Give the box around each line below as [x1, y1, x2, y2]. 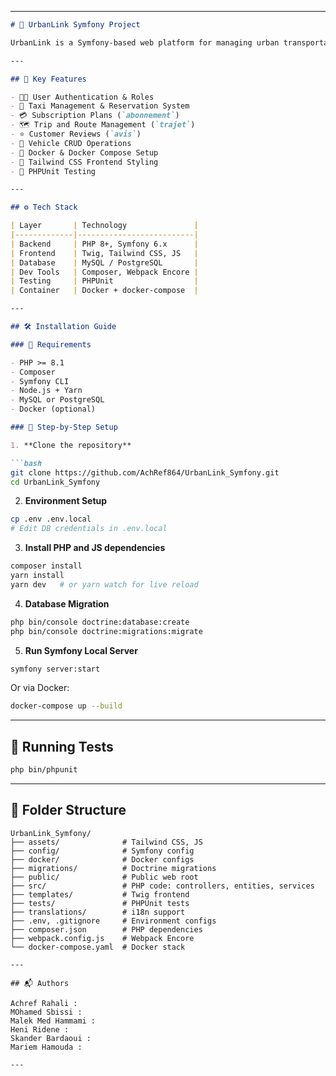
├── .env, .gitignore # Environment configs [10, 916, 217, 926]
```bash [10, 458, 43, 468]
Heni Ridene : [10, 1024, 70, 1035]
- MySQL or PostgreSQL [10, 395, 105, 405]
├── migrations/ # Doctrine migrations [10, 863, 217, 873]
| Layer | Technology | [10, 221, 199, 231]
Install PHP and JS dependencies [24, 542, 166, 554]
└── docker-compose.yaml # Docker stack [10, 942, 186, 952]
